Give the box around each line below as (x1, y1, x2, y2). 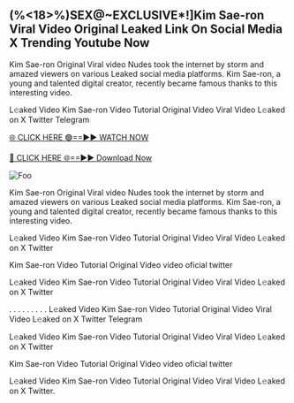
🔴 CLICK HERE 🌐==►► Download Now (9, 152, 153, 163)
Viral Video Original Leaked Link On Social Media (9, 22, 283, 37)
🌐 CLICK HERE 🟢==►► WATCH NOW (9, 132, 149, 142)
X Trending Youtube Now (9, 35, 150, 50)
